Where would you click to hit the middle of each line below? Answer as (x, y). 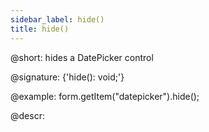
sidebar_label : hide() (57, 19)
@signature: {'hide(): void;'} (67, 77)
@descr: (27, 115)
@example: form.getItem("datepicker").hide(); (105, 96)
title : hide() (40, 29)
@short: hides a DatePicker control (82, 57)
